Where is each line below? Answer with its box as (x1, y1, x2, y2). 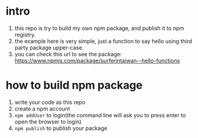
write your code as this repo (14, 98, 86, 106)
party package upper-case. (14, 44, 84, 51)
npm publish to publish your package (14, 124, 108, 132)
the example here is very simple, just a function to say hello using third (14, 37, 193, 45)
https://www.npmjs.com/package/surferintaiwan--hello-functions (14, 57, 180, 64)
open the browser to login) (14, 118, 82, 125)
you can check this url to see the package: (14, 50, 122, 57)
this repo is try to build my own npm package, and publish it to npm (14, 24, 185, 32)
